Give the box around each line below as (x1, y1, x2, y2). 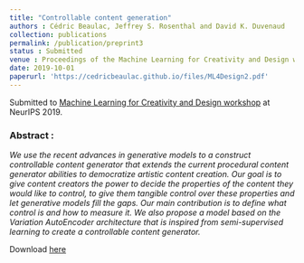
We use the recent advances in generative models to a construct (9, 150, 252, 161)
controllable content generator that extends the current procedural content (9, 159, 290, 170)
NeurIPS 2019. (9, 106, 63, 117)
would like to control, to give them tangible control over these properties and (9, 188, 295, 199)
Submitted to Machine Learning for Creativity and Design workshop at (9, 97, 271, 108)
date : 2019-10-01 (9, 64, 75, 73)
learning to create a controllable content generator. (9, 227, 201, 238)
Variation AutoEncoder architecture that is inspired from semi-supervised (9, 217, 283, 228)
